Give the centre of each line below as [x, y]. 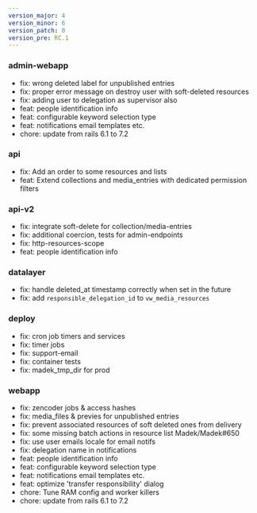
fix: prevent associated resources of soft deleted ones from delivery [130, 425]
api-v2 [21, 209]
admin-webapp [38, 66]
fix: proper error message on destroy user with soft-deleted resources [134, 91]
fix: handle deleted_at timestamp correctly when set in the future [125, 290]
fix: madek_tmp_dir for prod [65, 370]
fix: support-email [49, 353]
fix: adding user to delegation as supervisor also [98, 99]
